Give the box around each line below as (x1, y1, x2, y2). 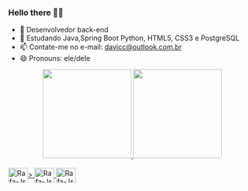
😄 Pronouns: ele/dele (19, 54, 91, 63)
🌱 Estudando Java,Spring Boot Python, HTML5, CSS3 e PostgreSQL (19, 33, 240, 43)
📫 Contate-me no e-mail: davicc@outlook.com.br (19, 43, 183, 52)
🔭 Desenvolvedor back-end (19, 25, 109, 35)
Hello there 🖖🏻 (8, 7, 65, 18)
